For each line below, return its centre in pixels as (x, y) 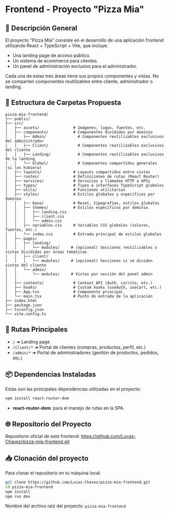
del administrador (25, 141)
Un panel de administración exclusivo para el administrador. (75, 66)
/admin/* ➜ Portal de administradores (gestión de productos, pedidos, (86, 352)
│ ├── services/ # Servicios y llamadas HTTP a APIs (78, 181)
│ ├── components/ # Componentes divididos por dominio (79, 132)
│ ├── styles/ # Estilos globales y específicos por (80, 194)
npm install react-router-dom (37, 398)
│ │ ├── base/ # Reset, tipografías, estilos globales (82, 203)
